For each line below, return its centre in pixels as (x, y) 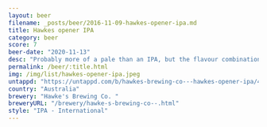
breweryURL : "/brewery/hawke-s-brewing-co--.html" (94, 103)
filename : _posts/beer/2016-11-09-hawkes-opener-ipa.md (103, 23)
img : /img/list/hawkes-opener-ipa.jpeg (74, 74)
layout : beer (30, 15)
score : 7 (23, 45)
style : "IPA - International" (58, 111)
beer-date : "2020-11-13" (49, 52)
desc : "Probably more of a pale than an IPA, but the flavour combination (135, 60)
